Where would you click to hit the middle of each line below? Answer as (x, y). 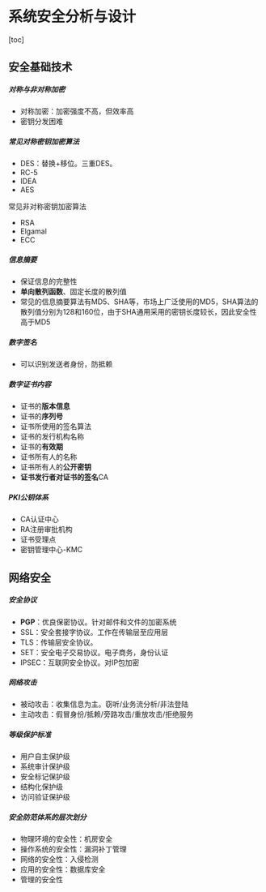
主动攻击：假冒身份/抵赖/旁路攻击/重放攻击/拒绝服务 (107, 714)
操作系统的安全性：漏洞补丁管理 (73, 849)
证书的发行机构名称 (52, 437)
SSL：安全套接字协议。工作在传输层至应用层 (94, 632)
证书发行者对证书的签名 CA (64, 477)
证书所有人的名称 (49, 457)
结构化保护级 (41, 787)
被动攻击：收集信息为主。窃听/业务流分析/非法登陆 (104, 704)
